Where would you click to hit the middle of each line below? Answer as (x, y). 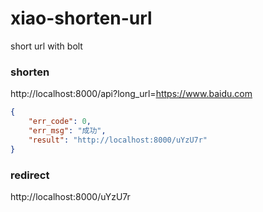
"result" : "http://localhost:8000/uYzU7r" (118, 140)
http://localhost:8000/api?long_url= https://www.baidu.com (131, 94)
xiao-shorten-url (81, 18)
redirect (30, 175)
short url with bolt (46, 46)
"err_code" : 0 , (60, 122)
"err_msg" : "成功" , (67, 130)
